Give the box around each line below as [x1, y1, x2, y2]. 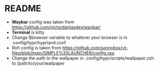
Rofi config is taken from [11, 45, 61, 51]
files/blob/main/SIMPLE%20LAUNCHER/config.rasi [11, 50, 115, 56]
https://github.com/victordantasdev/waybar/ [11, 24, 101, 30]
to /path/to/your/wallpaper [11, 60, 65, 66]
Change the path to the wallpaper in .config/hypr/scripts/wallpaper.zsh [11, 55, 154, 61]
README [4, 3, 41, 14]
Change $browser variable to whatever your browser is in [11, 35, 127, 40]
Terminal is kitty [11, 29, 45, 35]
